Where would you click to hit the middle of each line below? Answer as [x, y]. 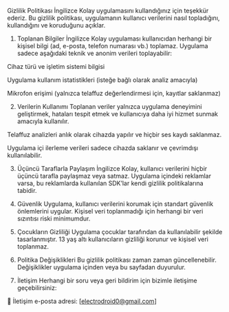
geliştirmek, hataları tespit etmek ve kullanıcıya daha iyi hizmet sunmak [118, 114]
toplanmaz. [33, 247]
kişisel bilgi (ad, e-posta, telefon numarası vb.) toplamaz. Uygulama [112, 46]
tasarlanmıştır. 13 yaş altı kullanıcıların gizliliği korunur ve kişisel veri [112, 239]
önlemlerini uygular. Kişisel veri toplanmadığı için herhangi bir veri [110, 211]
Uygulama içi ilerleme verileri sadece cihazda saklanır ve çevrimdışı [102, 148]
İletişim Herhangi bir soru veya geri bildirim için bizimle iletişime [107, 280]
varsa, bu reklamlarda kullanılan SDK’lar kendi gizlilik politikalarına [110, 183]
